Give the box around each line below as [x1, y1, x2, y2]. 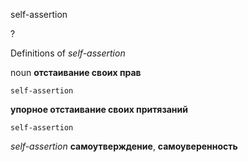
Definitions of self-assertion [10, 47, 126, 59]
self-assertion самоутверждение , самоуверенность [10, 140, 238, 152]
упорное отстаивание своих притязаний [10, 104, 188, 115]
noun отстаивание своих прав [10, 67, 142, 78]
